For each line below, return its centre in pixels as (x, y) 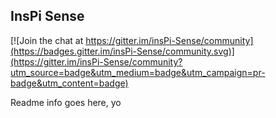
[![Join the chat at (47, 40)
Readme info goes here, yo (66, 102)
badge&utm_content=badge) (69, 83)
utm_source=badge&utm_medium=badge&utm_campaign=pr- (138, 72)
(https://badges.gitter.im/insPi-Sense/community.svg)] (122, 51)
